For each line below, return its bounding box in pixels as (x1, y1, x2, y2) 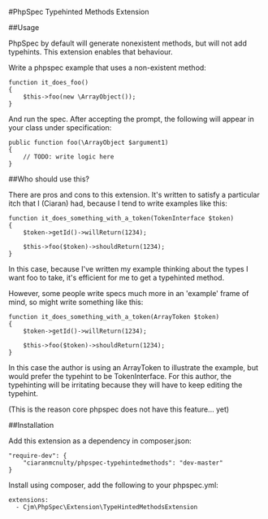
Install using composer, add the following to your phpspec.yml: (8, 480, 219, 490)
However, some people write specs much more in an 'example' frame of (8, 289, 249, 298)
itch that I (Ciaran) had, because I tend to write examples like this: (8, 198, 227, 208)
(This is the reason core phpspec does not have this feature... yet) (8, 404, 230, 414)
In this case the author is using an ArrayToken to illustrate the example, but (8, 363, 258, 373)
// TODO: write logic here (23, 153, 115, 161)
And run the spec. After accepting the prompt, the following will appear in (8, 114, 254, 124)
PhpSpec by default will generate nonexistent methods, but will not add (8, 38, 248, 48)
